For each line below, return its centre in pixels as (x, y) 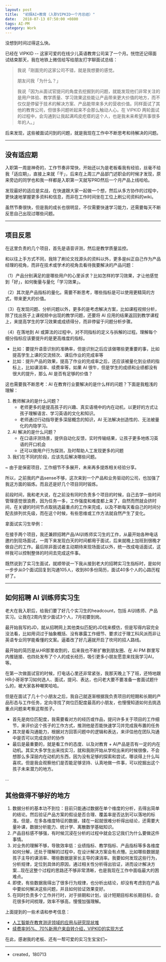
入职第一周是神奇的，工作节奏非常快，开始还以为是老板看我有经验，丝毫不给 (83, 167)
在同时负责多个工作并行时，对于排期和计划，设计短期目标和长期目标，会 (86, 895)
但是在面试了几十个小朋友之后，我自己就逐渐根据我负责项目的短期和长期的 (81, 696)
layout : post (19, 10)
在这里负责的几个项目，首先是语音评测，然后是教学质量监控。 (68, 248)
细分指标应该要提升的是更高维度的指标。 (46, 338)
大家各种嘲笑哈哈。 (42, 686)
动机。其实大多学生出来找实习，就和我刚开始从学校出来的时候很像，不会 (86, 750)
